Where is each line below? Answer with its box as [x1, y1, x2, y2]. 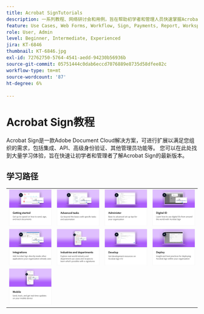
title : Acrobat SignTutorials [6, 10, 83, 16]
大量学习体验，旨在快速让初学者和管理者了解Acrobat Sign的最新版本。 [11, 152, 188, 159]
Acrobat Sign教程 [6, 115, 95, 129]
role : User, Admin [6, 29, 53, 35]
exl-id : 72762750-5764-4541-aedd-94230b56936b [6, 55, 126, 61]
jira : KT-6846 [6, 42, 42, 48]
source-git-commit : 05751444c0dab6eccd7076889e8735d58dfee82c [6, 61, 167, 67]
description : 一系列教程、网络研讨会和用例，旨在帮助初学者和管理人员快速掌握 [6, 16, 182, 22]
